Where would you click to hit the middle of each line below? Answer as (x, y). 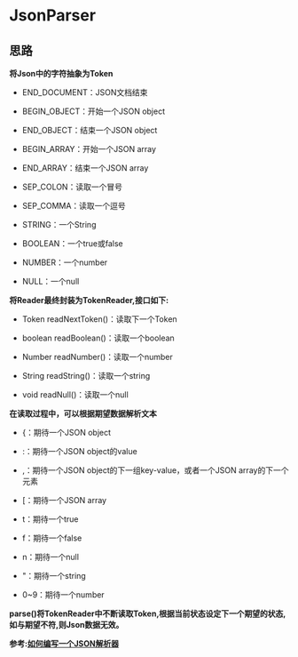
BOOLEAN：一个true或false (72, 244)
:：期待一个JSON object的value (79, 451)
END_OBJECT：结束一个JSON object (90, 130)
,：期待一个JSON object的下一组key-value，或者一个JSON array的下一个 (155, 470)
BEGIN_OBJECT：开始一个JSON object (94, 111)
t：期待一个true (50, 519)
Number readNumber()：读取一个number (97, 357)
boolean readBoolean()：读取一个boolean (98, 338)
